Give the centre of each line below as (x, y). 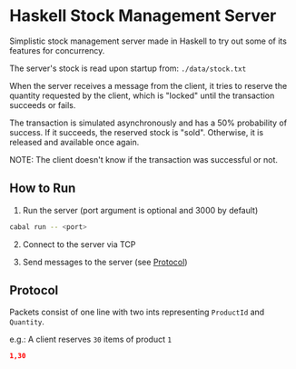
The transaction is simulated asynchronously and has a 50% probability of (148, 123)
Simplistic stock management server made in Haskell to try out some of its (148, 41)
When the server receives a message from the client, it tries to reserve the (148, 85)
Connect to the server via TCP (79, 244)
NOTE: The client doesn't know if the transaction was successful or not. (144, 159)
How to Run (43, 189)
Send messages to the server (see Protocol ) (105, 262)
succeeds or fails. (43, 105)
